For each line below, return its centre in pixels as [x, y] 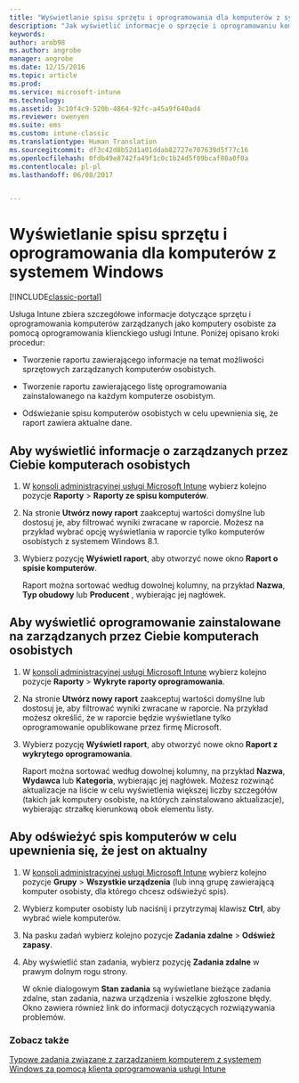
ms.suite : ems [36, 126]
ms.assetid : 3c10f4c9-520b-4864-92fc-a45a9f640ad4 [105, 109]
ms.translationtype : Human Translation [83, 142]
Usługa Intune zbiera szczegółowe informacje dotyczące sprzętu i [130, 314]
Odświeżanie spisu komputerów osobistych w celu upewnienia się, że [150, 413]
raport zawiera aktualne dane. [77, 423]
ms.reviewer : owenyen [49, 117]
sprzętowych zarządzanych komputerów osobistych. [119, 370]
